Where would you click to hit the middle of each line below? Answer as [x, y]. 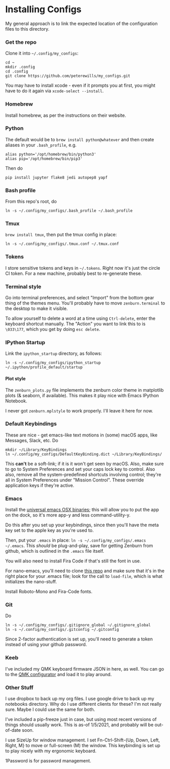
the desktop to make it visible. [37, 309]
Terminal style [23, 287]
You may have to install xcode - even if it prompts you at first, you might [80, 86]
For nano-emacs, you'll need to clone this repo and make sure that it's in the [85, 571]
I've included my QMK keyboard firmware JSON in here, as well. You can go [85, 669]
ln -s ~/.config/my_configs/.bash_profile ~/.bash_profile [69, 211]
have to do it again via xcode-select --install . [55, 91]
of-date [13, 730]
